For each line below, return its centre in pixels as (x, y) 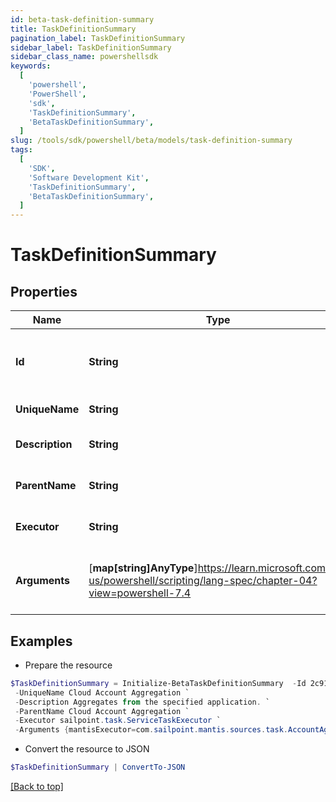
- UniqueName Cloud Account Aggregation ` (102, 692)
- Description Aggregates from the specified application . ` (142, 702)
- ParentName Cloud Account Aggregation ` (102, 711)
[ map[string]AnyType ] (143, 568)
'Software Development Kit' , (89, 177)
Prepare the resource (68, 665)
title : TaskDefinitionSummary (73, 29)
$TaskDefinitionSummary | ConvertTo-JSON (98, 767)
